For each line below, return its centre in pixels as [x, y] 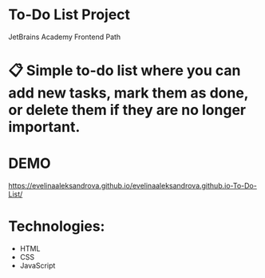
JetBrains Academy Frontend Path [65, 37]
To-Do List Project [69, 15]
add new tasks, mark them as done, [129, 93]
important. [44, 127]
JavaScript [38, 266]
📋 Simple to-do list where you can [125, 71]
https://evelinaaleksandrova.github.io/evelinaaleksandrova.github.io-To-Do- [132, 186]
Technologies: [57, 226]
